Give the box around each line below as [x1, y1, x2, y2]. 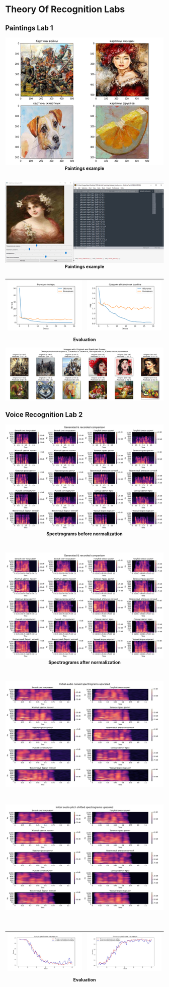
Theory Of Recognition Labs [5, 4, 125, 15]
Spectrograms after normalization [48, 660, 121, 666]
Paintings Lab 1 [5, 24, 54, 32]
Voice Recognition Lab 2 [5, 410, 83, 419]
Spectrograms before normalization [46, 531, 123, 537]
